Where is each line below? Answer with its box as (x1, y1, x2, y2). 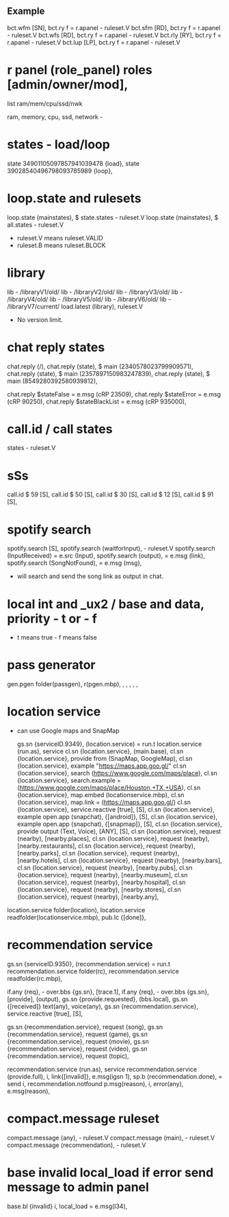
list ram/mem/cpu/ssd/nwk (7, 99, 83, 108)
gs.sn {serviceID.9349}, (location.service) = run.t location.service (16, 740, 202, 749)
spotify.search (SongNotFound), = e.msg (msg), (7, 559, 142, 567)
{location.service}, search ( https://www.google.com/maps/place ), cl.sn (16, 769, 217, 777)
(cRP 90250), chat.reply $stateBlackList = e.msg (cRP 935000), (7, 397, 187, 405)
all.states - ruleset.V (7, 221, 64, 229)
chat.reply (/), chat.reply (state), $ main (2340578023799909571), (7, 362, 193, 371)
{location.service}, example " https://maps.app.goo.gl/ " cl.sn (16, 762, 187, 770)
